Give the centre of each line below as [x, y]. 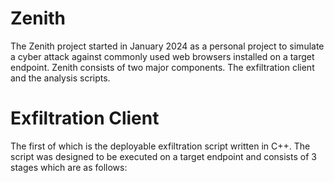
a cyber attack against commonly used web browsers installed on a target [162, 56]
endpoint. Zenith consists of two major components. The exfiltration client [162, 67]
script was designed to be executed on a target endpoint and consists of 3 [163, 156]
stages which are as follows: [69, 167]
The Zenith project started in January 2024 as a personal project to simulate [167, 46]
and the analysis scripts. [60, 78]
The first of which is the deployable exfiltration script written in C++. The [160, 146]
